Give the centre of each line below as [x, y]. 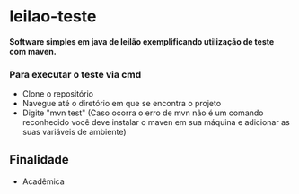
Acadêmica [43, 181]
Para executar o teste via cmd [75, 74]
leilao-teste [53, 17]
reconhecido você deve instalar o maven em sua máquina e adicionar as [156, 122]
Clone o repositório [58, 94]
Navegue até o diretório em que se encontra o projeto [122, 104]
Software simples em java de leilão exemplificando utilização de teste [142, 41]
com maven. [33, 51]
